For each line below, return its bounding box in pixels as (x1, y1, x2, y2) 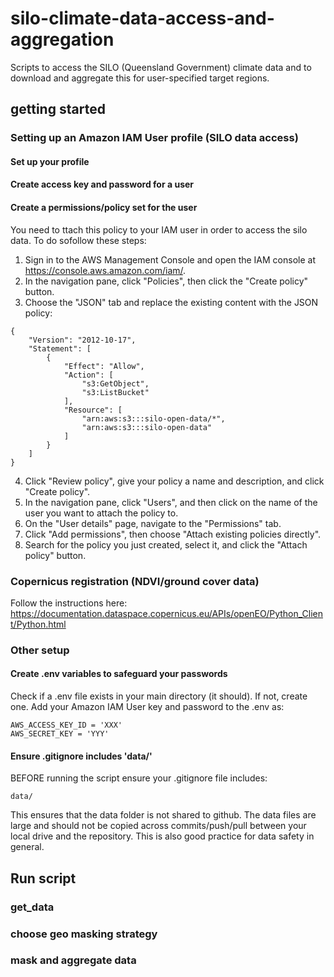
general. (10, 841, 45, 853)
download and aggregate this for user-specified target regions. (10, 72, 270, 84)
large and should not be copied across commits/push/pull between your (10, 820, 307, 832)
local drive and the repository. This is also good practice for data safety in (10, 830, 315, 842)
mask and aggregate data (10, 953, 137, 967)
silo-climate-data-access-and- (10, 7, 275, 30)
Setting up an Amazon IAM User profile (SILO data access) (10, 131, 299, 145)
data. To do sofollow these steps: (10, 234, 147, 246)
